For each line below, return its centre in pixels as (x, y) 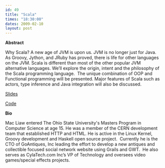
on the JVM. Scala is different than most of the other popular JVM (73, 63)
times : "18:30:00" (24, 19)
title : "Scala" (21, 14)
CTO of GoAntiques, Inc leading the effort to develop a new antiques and (80, 144)
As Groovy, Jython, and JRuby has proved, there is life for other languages (82, 57)
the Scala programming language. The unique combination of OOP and (79, 73)
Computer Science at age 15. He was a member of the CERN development (81, 128)
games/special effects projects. (37, 160)
